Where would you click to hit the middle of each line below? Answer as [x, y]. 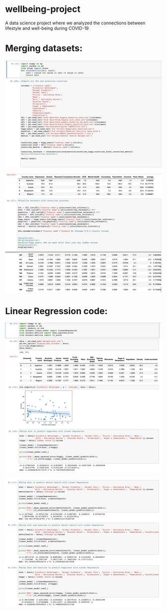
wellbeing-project [43, 9]
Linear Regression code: [56, 311]
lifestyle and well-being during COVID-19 [47, 28]
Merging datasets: [44, 48]
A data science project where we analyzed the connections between [75, 23]
